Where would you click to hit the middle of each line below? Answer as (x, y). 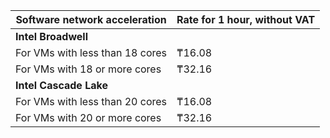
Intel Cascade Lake (61, 85)
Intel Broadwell (51, 36)
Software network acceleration (91, 19)
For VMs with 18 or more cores (88, 69)
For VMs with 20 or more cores (88, 117)
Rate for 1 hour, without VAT (246, 19)
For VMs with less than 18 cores (91, 52)
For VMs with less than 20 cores (91, 101)
